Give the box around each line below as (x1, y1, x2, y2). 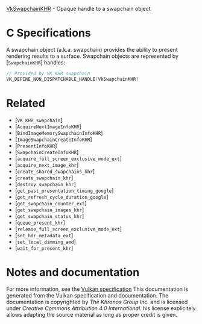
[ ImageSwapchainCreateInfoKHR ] (14, 136, 92, 143)
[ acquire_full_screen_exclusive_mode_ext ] (14, 155, 122, 162)
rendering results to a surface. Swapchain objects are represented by (6, 52, 179, 60)
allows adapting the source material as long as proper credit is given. (6, 311, 178, 318)
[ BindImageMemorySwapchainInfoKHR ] (14, 129, 103, 136)
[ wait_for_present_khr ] (14, 244, 74, 252)
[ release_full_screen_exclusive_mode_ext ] (14, 225, 122, 232)
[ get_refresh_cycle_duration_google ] (14, 193, 109, 201)
